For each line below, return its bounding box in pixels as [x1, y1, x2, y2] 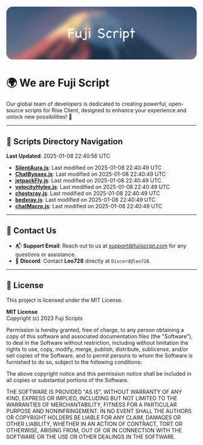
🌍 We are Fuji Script [6, 76, 110, 90]
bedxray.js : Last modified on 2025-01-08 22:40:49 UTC [14, 196, 156, 203]
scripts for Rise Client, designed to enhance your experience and [25, 107, 187, 114]
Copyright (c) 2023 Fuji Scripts [6, 315, 83, 322]
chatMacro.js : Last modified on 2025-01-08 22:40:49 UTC [14, 203, 163, 210]
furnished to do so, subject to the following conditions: [6, 358, 142, 365]
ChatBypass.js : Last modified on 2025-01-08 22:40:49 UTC [14, 170, 166, 178]
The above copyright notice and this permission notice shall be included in [6, 370, 192, 377]
